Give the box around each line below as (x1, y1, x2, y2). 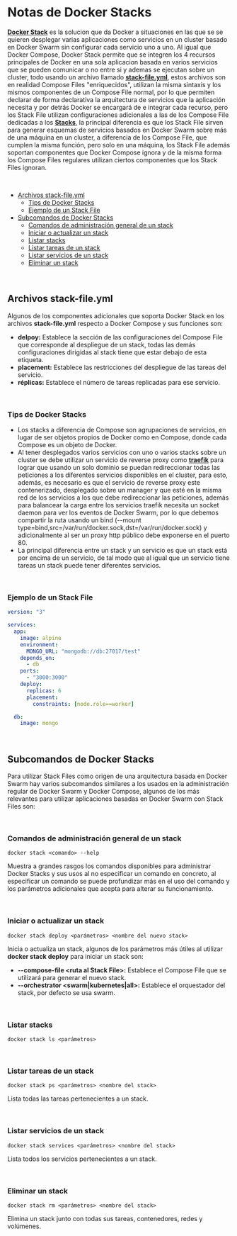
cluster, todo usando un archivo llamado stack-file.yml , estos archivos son (7, 72, 226, 82)
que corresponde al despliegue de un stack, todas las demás (17, 340, 196, 349)
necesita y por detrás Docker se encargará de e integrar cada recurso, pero (7, 103, 229, 111)
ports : (20, 668, 40, 675)
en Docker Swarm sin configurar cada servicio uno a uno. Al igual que (7, 43, 212, 51)
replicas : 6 (25, 687, 62, 695)
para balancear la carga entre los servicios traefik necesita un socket (17, 501, 219, 510)
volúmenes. (7, 1222, 41, 1230)
